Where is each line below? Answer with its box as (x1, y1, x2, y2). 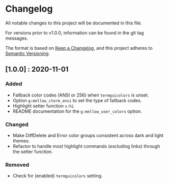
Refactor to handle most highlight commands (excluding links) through (12, 143, 160, 149)
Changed (5, 120, 29, 128)
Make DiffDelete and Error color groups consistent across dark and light (12, 132, 164, 138)
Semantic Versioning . (5, 50, 50, 56)
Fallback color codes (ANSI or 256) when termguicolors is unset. (12, 92, 149, 98)
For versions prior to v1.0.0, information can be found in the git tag (5, 29, 144, 36)
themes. (12, 138, 30, 144)
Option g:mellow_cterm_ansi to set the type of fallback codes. (12, 97, 142, 103)
